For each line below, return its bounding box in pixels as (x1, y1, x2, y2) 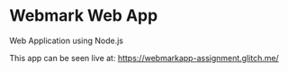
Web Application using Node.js (9, 35, 124, 46)
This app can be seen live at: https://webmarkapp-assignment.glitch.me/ (9, 52, 279, 63)
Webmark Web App (9, 5, 158, 26)
